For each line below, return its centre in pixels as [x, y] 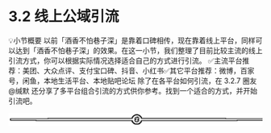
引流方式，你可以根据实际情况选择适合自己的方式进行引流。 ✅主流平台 [125, 60]
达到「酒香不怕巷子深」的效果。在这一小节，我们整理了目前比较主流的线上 [139, 50]
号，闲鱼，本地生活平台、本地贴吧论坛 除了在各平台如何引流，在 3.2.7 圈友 [133, 81]
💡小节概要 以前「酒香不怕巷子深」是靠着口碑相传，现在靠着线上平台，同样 [132, 40]
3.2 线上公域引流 [64, 17]
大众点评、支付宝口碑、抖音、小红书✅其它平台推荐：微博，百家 [149, 70]
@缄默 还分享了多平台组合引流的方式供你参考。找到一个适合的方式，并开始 [133, 90]
